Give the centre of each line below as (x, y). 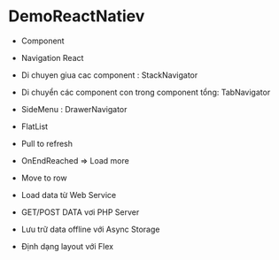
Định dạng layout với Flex (67, 246)
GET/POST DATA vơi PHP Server (80, 212)
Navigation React (52, 57)
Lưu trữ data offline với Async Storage (90, 229)
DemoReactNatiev (77, 16)
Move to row (44, 178)
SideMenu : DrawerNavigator (74, 109)
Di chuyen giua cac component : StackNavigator (109, 75)
